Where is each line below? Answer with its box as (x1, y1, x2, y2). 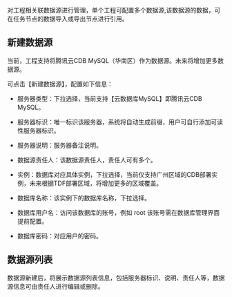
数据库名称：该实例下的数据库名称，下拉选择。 (17, 193, 151, 202)
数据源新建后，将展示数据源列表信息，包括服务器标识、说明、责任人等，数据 (7, 274, 225, 282)
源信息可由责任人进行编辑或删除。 (7, 282, 104, 290)
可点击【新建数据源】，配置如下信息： (7, 79, 113, 88)
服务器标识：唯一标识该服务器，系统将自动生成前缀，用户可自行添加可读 (17, 117, 223, 126)
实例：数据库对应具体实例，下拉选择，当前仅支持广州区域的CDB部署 (17, 170, 212, 178)
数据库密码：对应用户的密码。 (17, 231, 102, 240)
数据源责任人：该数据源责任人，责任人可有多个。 (17, 155, 157, 164)
